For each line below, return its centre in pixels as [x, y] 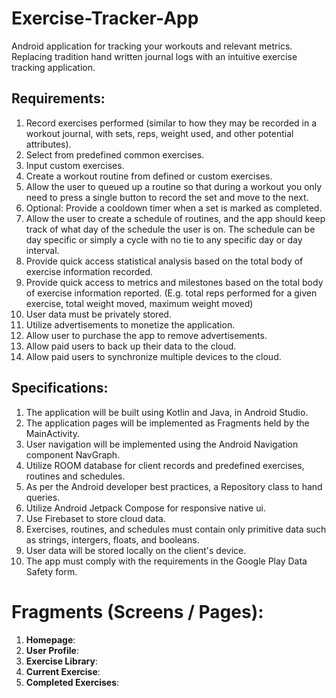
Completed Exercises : [72, 682]
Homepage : [50, 639]
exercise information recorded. [89, 271]
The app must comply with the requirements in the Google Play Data [166, 561]
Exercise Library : [61, 661]
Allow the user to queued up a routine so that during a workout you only [174, 186]
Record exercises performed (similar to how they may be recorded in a [171, 123]
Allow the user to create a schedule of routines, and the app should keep [175, 218]
